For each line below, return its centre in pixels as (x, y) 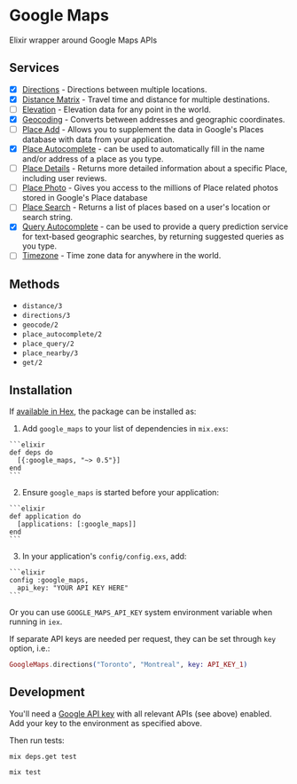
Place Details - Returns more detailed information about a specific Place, (155, 169)
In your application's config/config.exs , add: (104, 557)
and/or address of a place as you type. (93, 159)
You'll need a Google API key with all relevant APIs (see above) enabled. (141, 713)
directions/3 (46, 316)
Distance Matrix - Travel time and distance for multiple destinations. (146, 99)
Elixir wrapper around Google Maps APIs (83, 40)
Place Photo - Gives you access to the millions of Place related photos (150, 188)
